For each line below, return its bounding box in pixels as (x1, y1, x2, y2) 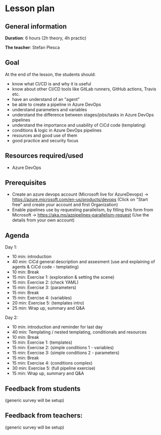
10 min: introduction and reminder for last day (12, 324, 103, 330)
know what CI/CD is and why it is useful (12, 81, 91, 86)
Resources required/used (5, 151, 84, 160)
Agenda (5, 231, 29, 239)
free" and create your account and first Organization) (12, 202, 118, 208)
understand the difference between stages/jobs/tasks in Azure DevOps (12, 112, 154, 117)
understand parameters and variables (12, 106, 87, 112)
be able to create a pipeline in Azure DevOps (12, 101, 102, 107)
